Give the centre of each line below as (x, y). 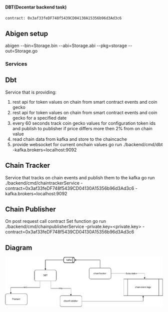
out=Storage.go (21, 51)
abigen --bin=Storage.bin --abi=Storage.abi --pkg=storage (66, 46)
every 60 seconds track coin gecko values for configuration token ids (84, 123)
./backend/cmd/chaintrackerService (42, 183)
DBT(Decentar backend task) (36, 7)
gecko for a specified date (39, 118)
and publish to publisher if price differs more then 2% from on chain (82, 128)
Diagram (19, 248)
